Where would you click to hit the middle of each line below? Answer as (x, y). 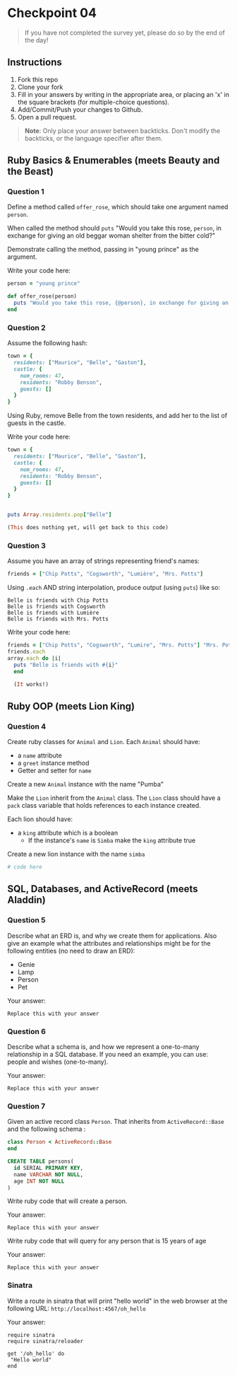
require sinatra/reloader (45, 1341)
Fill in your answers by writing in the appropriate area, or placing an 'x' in (123, 94)
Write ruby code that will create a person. (67, 1201)
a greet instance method (53, 763)
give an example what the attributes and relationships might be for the (109, 943)
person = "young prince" (44, 284)
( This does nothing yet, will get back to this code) (88, 528)
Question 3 (26, 545)
